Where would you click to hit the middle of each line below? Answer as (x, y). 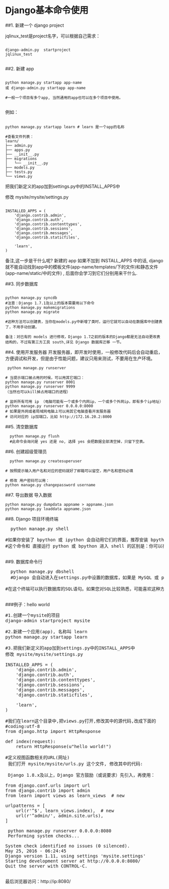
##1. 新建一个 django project (35, 25)
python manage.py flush (34, 436)
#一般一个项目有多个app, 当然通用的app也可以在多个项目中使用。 (64, 98)
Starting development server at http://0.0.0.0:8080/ (73, 861)
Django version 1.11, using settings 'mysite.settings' (75, 856)
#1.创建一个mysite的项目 (33, 615)
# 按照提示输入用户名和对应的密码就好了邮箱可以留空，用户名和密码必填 (69, 471)
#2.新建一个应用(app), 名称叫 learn (46, 632)
